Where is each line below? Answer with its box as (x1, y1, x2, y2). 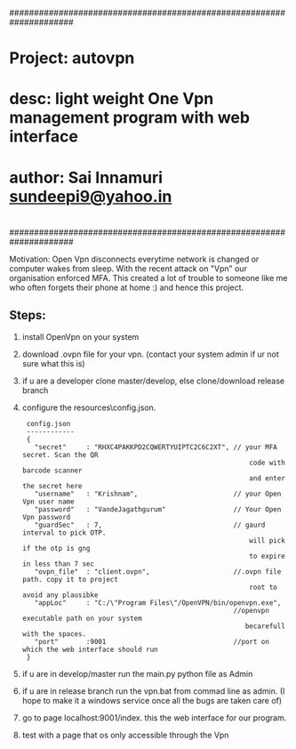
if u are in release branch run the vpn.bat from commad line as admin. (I (21, 685, 285, 697)
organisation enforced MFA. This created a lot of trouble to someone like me (9, 272, 288, 283)
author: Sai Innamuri (9, 167, 163, 188)
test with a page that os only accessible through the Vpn (21, 729, 229, 740)
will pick (248, 536, 286, 545)
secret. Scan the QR (21, 450, 99, 459)
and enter (248, 473, 286, 483)
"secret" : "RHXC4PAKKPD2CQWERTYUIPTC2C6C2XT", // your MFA (34, 442, 277, 452)
